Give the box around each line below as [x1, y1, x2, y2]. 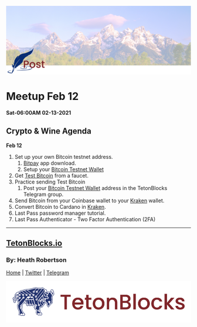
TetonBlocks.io [6, 238, 63, 248]
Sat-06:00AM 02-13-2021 [6, 109, 72, 116]
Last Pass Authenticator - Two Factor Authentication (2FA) [14, 215, 156, 223]
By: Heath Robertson [6, 256, 67, 264]
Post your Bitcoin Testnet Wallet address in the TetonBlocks [23, 184, 168, 191]
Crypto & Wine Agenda [6, 126, 92, 136]
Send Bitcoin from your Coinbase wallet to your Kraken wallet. [14, 197, 165, 204]
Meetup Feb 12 [6, 90, 79, 103]
